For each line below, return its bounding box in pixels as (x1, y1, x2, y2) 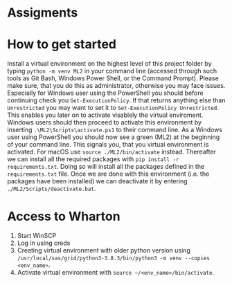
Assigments (7, 5, 78, 21)
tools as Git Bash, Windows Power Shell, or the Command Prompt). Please (7, 74, 220, 82)
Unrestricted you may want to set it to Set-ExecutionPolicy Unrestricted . (7, 104, 220, 112)
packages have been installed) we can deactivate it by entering (7, 177, 188, 185)
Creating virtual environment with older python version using (17, 246, 190, 255)
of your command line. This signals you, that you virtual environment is (7, 140, 209, 149)
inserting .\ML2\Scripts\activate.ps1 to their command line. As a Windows (7, 126, 223, 134)
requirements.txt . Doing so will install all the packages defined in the (7, 163, 205, 171)
